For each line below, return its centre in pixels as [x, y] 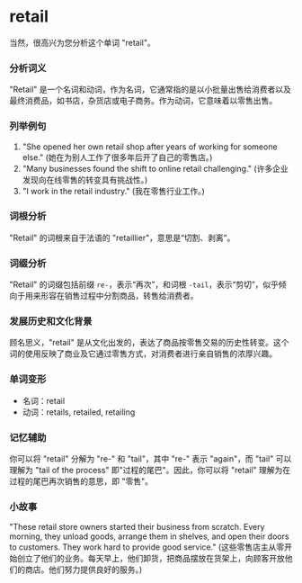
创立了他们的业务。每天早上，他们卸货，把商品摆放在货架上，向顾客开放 [151, 559]
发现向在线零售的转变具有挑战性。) [85, 179]
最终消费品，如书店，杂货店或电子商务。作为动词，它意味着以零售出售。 [143, 101]
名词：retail [44, 400]
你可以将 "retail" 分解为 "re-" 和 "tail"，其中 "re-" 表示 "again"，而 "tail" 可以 [151, 459]
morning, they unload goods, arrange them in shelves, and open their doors [149, 536]
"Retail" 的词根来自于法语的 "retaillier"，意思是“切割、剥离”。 [122, 238]
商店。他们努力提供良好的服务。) [84, 570]
